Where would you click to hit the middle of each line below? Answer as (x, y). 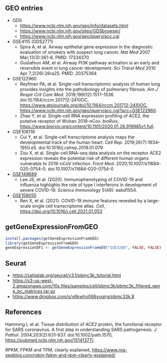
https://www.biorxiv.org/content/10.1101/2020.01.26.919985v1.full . (87, 126)
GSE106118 (23, 131)
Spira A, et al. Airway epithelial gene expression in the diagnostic (86, 46)
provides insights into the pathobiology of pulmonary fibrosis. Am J (89, 89)
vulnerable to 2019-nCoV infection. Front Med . (68, 163)
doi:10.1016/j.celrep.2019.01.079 (71, 147)
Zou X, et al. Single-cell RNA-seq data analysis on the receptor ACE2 (90, 153)
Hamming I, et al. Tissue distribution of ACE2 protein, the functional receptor (83, 324)
